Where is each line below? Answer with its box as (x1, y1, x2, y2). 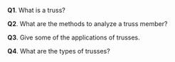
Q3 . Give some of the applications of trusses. (7, 33, 140, 42)
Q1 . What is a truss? (7, 6, 65, 14)
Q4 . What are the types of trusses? (7, 47, 110, 55)
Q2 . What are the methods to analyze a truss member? (7, 20, 168, 27)
